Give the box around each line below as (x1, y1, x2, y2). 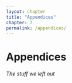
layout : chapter (6, 8, 46, 15)
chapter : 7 (6, 19, 33, 25)
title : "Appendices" (6, 14, 57, 20)
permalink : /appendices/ (6, 25, 67, 31)
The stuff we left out (6, 70, 55, 77)
